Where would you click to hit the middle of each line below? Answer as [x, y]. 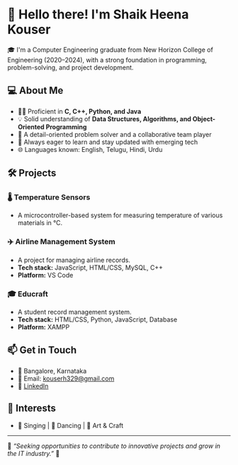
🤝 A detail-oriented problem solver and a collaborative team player [114, 134]
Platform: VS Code [45, 275]
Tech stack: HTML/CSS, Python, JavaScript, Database [97, 319]
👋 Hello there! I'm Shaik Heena [98, 15]
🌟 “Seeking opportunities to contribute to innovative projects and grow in [114, 446]
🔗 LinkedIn [33, 385]
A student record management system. [75, 312]
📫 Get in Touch [42, 350]
